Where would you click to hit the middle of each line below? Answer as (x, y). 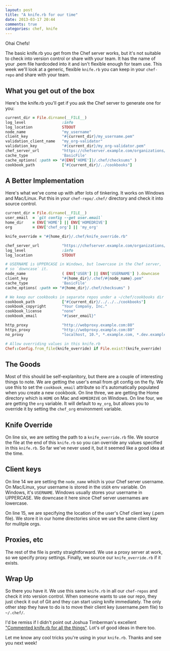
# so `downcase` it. (27, 269)
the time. (14, 453)
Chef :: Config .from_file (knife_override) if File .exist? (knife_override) (83, 349)
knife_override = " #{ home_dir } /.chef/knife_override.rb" (67, 236)
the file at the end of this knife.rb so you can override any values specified (84, 442)
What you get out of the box (50, 91)
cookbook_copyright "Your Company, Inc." (56, 306)
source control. (21, 204)
